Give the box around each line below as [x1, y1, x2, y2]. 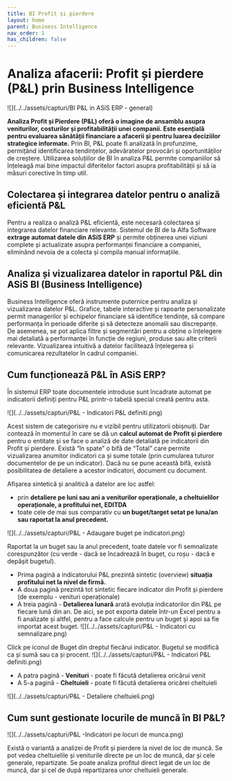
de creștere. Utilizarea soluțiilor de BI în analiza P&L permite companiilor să [7, 154, 221, 163]
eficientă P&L [7, 199, 66, 212]
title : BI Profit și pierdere [7, 10, 95, 17]
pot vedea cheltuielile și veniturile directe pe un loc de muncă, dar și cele [7, 751, 216, 759]
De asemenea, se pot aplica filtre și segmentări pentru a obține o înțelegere [7, 327, 222, 335]
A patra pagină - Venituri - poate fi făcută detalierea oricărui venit [17, 671, 206, 680]
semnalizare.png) [17, 630, 67, 638]
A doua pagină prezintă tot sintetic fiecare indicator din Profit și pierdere [17, 585, 224, 593]
